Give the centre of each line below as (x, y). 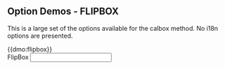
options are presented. (40, 36)
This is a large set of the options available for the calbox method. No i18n (113, 28)
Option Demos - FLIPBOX (63, 11)
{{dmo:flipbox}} (30, 49)
